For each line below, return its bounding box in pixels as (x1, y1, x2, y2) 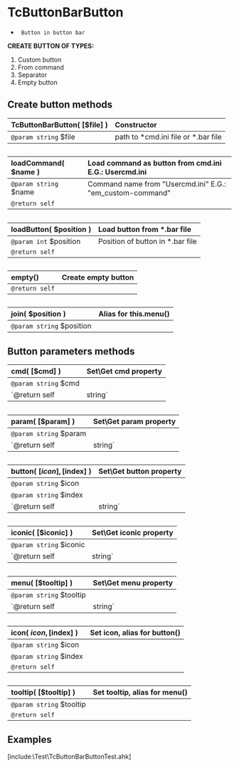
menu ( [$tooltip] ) (11, 578, 73, 588)
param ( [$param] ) (11, 416, 75, 426)
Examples (7, 734, 52, 746)
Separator (17, 70, 48, 79)
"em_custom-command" (87, 188, 171, 198)
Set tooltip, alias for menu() (92, 687, 188, 697)
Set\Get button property (98, 466, 182, 476)
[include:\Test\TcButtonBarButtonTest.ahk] (7, 752, 132, 761)
